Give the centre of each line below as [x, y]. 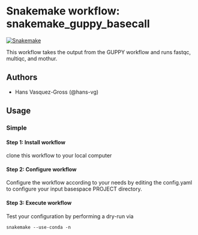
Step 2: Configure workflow [41, 169]
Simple [16, 128]
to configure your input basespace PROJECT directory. [74, 189]
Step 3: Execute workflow [39, 203]
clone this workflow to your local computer [59, 156]
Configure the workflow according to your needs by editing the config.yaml [99, 183]
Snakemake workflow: [63, 11]
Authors [22, 77]
